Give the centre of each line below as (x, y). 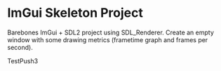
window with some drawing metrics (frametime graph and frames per (108, 39)
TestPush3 (23, 60)
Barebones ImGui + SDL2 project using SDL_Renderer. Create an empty (110, 32)
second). (20, 47)
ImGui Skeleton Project (75, 13)
